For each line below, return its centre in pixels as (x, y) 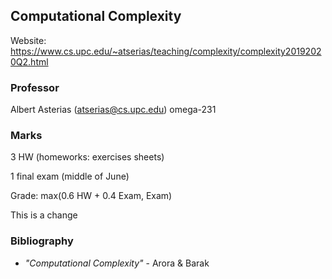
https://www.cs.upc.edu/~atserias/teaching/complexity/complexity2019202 (166, 51)
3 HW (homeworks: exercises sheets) (87, 157)
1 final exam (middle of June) (70, 176)
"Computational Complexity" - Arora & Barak (117, 263)
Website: (28, 40)
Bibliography (42, 241)
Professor (35, 87)
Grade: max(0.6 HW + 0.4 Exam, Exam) (91, 196)
